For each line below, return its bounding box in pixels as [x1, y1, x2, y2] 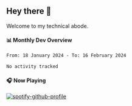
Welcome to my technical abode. [6, 22, 89, 29]
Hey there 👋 [6, 6, 52, 16]
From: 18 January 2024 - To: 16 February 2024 [6, 52, 127, 58]
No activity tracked [6, 63, 59, 69]
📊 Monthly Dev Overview [6, 37, 72, 44]
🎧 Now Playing [6, 77, 46, 84]
